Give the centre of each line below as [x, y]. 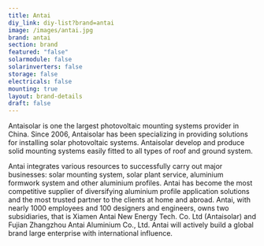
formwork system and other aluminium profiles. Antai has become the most [130, 183]
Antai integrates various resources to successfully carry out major [115, 166]
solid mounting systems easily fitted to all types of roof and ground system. [131, 151]
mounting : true [33, 89]
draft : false [30, 103]
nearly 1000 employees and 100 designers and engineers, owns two [119, 208]
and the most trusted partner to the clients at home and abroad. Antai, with [129, 200]
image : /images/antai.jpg [50, 30]
